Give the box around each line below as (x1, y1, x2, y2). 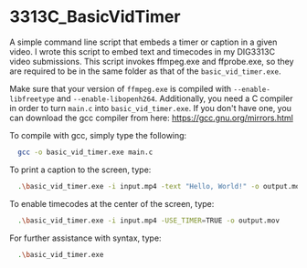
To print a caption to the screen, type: (9, 164, 152, 175)
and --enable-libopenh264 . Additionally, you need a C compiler (56, 93, 293, 104)
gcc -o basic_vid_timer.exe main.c (17, 148, 153, 157)
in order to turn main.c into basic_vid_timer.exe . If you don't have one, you (9, 102, 292, 113)
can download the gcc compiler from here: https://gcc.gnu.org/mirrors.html (9, 112, 294, 123)
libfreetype (9, 94, 55, 104)
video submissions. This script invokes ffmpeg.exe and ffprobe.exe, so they (9, 56, 294, 67)
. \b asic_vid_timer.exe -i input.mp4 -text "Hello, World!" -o (17, 181, 259, 191)
